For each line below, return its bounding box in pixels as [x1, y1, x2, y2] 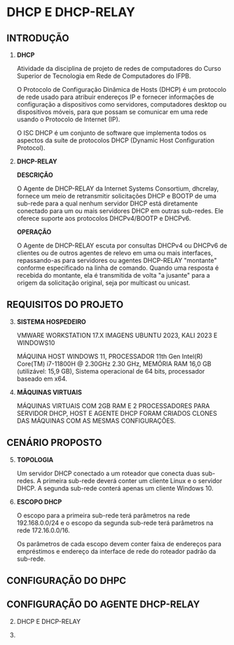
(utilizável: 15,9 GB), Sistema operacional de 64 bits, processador [16, 367, 205, 375]
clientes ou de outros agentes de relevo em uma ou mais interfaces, [16, 249, 213, 257]
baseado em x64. [16, 374, 68, 383]
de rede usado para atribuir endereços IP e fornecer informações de [16, 93, 214, 101]
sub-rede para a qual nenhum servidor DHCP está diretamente [16, 199, 198, 208]
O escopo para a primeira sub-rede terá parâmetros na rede [16, 511, 191, 520]
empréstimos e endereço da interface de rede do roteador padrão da [16, 547, 216, 555]
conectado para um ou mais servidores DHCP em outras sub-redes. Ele [16, 207, 224, 215]
